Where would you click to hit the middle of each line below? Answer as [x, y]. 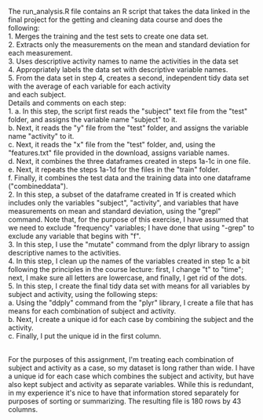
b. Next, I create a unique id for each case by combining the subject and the [131, 319]
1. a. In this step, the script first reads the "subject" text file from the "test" [128, 111]
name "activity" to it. [41, 136]
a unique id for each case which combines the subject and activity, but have [131, 376]
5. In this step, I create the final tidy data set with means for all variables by [129, 286]
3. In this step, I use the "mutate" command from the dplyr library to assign [129, 244]
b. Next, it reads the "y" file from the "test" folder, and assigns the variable [128, 128]
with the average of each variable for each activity [89, 86]
